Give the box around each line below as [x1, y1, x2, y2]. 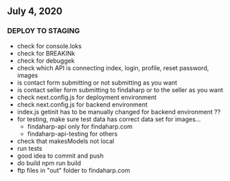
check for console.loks [16, 41, 82, 50]
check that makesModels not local [16, 137, 115, 145]
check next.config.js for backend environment [16, 100, 148, 109]
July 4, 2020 [7, 6, 63, 17]
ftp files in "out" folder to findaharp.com [16, 166, 130, 174]
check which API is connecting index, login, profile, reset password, [16, 63, 209, 72]
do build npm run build [16, 158, 81, 167]
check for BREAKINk [16, 49, 76, 57]
